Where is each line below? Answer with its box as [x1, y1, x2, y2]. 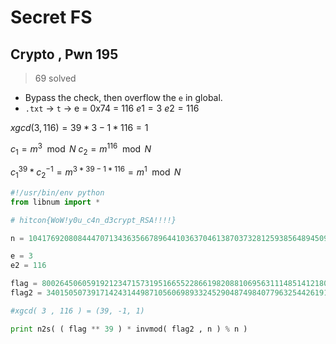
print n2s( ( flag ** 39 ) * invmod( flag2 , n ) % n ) [10, 324, 248, 334]
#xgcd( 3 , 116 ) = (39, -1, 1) [10, 306, 145, 316]
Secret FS [10, 6, 93, 29]
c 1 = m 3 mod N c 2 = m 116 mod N [10, 141, 152, 157]
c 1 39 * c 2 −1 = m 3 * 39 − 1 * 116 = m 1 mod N [10, 164, 182, 180]
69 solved [34, 72, 77, 84]
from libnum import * [10, 197, 101, 207]
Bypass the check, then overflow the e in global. [24, 92, 223, 103]
